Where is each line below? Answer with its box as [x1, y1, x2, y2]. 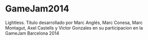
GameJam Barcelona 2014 [5, 30, 59, 36]
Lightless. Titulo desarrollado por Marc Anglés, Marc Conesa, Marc [5, 19, 143, 25]
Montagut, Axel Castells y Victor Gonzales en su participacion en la [5, 24, 143, 30]
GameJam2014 [5, 3, 70, 14]
